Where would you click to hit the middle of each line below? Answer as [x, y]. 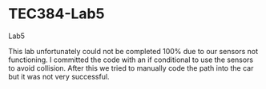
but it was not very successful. [59, 76]
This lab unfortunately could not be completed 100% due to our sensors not [133, 51]
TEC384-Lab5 [56, 14]
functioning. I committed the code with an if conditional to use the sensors [131, 60]
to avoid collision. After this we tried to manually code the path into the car [131, 68]
